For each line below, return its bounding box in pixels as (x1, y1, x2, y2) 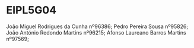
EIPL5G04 (6, 4, 57, 17)
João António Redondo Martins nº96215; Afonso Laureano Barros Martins (6, 29, 186, 36)
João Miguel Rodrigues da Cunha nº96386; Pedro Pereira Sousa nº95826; (6, 23, 189, 30)
